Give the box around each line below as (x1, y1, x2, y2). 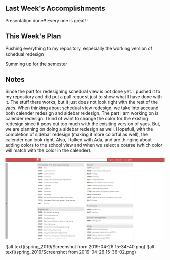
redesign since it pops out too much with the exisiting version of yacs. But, (5, 121, 161, 127)
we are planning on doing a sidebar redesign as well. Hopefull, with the (5, 126, 153, 132)
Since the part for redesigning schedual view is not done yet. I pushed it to (5, 88, 161, 95)
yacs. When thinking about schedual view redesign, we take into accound (5, 105, 159, 111)
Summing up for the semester (5, 61, 67, 67)
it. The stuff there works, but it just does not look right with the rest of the (5, 99, 158, 106)
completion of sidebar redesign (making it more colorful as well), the (5, 131, 148, 138)
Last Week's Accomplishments (5, 4, 105, 13)
